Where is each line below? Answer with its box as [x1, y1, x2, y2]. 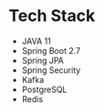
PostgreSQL [21, 84, 68, 95]
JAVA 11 [21, 36, 51, 46]
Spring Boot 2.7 [21, 45, 81, 56]
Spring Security [21, 65, 81, 76]
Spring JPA [21, 55, 65, 66]
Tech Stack [8, 5, 96, 26]
